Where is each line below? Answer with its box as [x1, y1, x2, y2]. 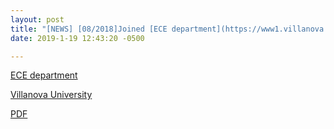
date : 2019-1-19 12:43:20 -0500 [10, 33, 145, 43]
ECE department [10, 69, 78, 81]
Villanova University [10, 89, 93, 101]
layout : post [10, 14, 65, 25]
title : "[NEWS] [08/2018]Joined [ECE [10, 24, 168, 34]
